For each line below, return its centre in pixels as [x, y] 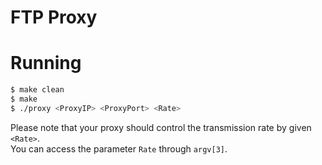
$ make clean [37, 90]
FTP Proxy [54, 17]
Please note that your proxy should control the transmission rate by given [161, 127]
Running [46, 63]
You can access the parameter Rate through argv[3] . [119, 148]
